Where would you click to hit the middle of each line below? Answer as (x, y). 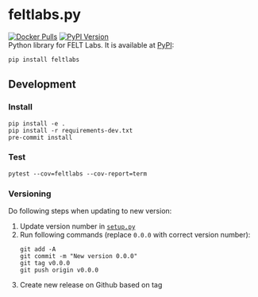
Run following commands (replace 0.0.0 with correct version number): (135, 235)
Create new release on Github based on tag (91, 285)
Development (42, 85)
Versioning (30, 194)
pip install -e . (37, 123)
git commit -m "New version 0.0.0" (79, 256)
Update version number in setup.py (77, 226)
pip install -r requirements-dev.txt (71, 130)
